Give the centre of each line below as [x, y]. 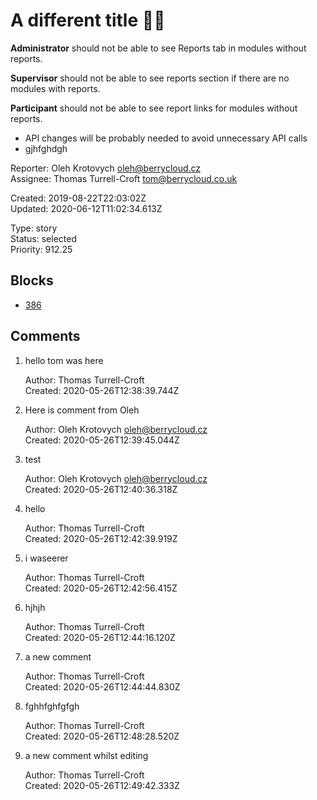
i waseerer [46, 558]
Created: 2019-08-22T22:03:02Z [78, 198]
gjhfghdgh [46, 148]
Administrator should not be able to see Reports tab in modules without [158, 48]
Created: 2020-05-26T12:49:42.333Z [102, 785]
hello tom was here [64, 360]
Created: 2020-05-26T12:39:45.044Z [102, 440]
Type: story [34, 228]
